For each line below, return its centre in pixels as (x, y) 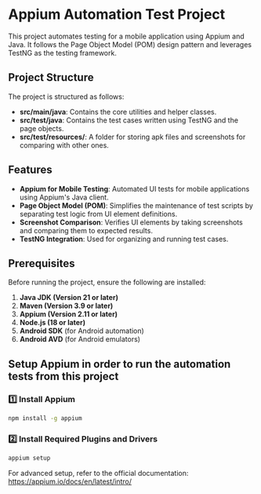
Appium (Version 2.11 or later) (69, 314)
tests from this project (63, 376)
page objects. (42, 128)
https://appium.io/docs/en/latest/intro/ (70, 481)
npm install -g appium (45, 419)
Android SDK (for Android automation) (82, 331)
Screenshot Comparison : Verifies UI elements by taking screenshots (131, 222)
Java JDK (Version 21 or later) (69, 298)
